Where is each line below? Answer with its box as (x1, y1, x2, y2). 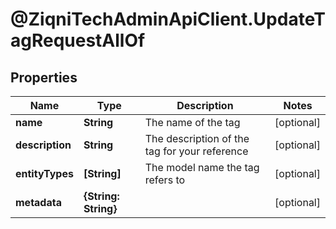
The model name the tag (144, 161, 260, 174)
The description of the (144, 132, 250, 145)
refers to (144, 173, 186, 187)
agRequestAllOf (10, 29, 146, 52)
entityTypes (15, 167, 74, 180)
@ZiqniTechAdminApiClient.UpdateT (10, 8, 326, 31)
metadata (15, 196, 62, 209)
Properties (10, 69, 78, 86)
